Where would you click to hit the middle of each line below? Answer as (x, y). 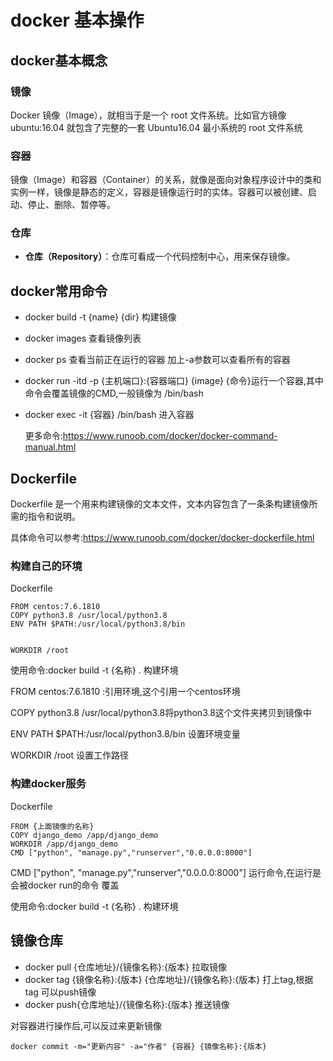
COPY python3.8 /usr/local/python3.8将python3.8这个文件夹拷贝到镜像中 (161, 713)
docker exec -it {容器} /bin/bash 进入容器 (109, 415)
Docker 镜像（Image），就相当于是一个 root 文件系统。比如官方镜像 (148, 115)
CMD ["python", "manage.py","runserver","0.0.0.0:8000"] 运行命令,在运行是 (166, 872)
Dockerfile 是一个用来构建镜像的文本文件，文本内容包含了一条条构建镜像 (160, 504)
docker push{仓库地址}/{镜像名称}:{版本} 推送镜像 (127, 1004)
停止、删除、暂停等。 (71, 205)
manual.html (50, 447)
